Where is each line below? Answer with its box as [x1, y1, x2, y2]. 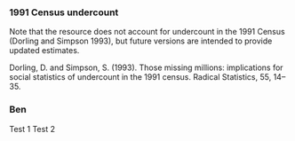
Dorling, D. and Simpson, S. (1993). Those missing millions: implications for [9, 62, 283, 73]
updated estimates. [9, 45, 80, 56]
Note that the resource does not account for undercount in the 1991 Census [9, 27, 286, 37]
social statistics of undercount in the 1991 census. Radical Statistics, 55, [9, 72, 272, 82]
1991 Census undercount [9, 6, 119, 19]
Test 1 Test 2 [9, 123, 56, 134]
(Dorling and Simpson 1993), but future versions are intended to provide [9, 35, 273, 46]
